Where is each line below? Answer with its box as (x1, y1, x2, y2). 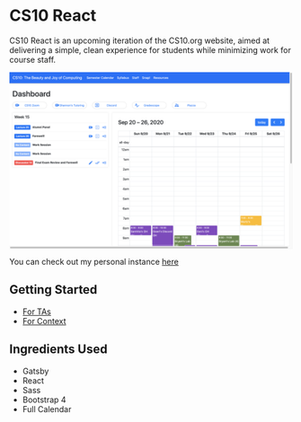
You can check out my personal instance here (9, 256, 180, 267)
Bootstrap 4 (22, 394, 66, 405)
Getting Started (9, 282, 98, 297)
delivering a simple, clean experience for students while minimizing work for (9, 44, 292, 55)
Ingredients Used (9, 342, 108, 357)
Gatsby (22, 365, 49, 376)
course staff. (9, 54, 57, 65)
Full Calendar (22, 403, 72, 414)
